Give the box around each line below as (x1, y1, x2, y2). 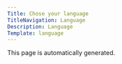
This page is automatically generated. (7, 49, 116, 57)
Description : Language (7, 23, 73, 30)
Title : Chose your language (7, 10, 89, 17)
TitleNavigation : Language (7, 17, 86, 24)
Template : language (7, 29, 64, 37)
